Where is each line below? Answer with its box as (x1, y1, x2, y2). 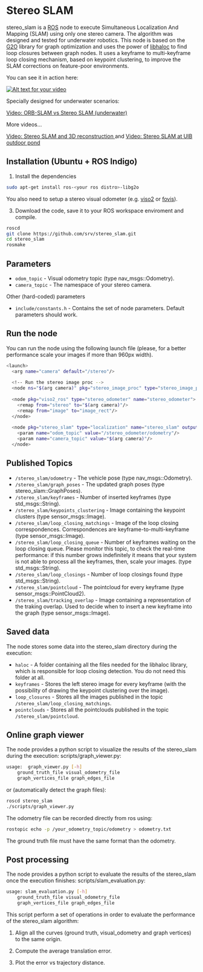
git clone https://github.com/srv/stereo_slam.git (6, 230, 137, 236)
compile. (14, 213, 37, 221)
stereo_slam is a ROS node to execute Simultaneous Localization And (6, 24, 179, 31)
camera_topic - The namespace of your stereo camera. (14, 281, 152, 288)
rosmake (6, 242, 26, 248)
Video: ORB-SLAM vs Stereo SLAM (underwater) (6, 109, 128, 116)
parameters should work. (14, 311, 78, 318)
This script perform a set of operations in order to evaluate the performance (6, 911, 195, 918)
